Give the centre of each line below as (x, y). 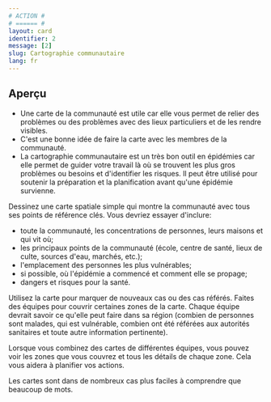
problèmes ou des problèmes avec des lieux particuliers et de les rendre (140, 121)
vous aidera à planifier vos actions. (67, 365)
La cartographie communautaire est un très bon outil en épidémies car (137, 156)
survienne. (38, 190)
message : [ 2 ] (30, 46)
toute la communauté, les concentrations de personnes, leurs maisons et (142, 231)
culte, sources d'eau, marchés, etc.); (81, 256)
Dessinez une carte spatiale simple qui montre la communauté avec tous (129, 206)
